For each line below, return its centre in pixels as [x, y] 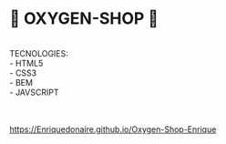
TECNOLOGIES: [39, 53]
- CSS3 [23, 73]
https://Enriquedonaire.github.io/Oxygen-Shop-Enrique [113, 129]
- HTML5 [26, 63]
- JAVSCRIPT [34, 92]
